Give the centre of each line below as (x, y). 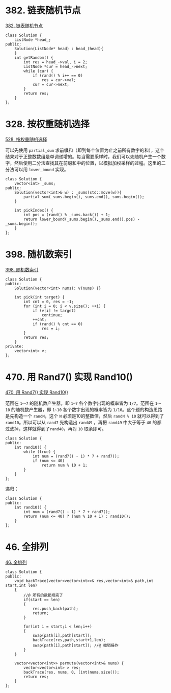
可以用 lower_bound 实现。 (41, 169)
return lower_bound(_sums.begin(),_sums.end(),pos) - (82, 219)
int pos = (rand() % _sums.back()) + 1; (67, 215)
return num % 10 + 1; (64, 465)
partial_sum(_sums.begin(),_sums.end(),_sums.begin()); (84, 197)
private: (15, 346)
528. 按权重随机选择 (26, 139)
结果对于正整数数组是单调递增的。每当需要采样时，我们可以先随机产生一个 (83, 156)
